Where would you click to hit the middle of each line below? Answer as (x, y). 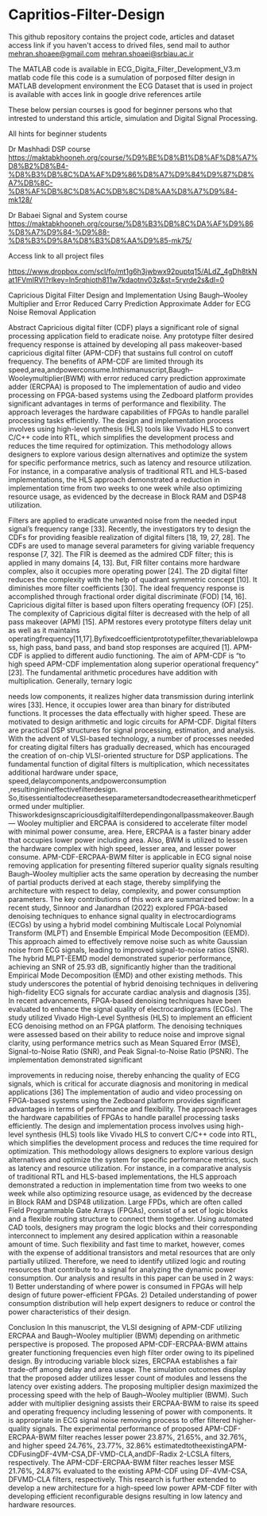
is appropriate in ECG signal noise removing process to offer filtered (119, 1420)
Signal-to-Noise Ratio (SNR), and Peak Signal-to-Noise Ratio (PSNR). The (128, 1051)
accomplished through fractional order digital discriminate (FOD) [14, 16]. (128, 596)
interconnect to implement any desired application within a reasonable (123, 1235)
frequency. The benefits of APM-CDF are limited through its (106, 361)
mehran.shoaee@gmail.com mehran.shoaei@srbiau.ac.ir (101, 53)
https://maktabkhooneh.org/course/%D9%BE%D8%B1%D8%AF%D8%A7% (133, 157)
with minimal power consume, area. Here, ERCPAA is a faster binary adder (130, 831)
